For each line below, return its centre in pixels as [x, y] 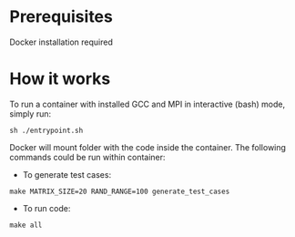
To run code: [46, 208]
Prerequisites [61, 17]
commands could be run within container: [87, 157]
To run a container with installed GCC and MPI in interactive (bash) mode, [147, 104]
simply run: [31, 113]
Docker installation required [61, 42]
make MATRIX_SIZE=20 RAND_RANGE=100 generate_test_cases [120, 191]
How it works [60, 79]
